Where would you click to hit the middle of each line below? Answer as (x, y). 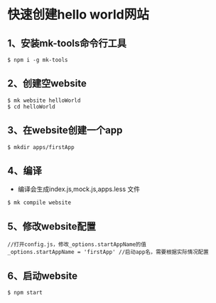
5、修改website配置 (52, 226)
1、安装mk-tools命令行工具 (67, 43)
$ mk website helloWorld (44, 101)
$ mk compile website (39, 203)
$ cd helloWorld (31, 107)
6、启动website (43, 276)
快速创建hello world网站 (78, 15)
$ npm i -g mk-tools (38, 60)
